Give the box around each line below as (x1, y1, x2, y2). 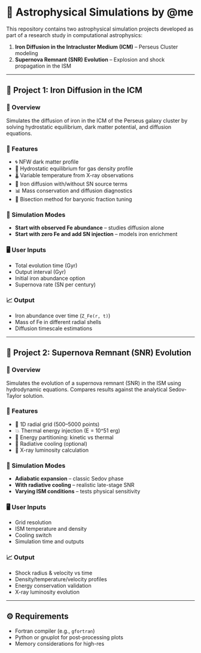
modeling (14, 49, 38, 56)
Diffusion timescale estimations (14, 325, 93, 332)
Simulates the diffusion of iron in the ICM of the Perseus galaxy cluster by (6, 117, 188, 124)
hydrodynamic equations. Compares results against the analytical (6, 386, 167, 393)
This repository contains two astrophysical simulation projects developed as (6, 25, 194, 32)
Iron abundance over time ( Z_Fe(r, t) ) (14, 312, 111, 319)
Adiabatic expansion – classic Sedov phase (14, 475, 124, 482)
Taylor (6, 392, 22, 399)
